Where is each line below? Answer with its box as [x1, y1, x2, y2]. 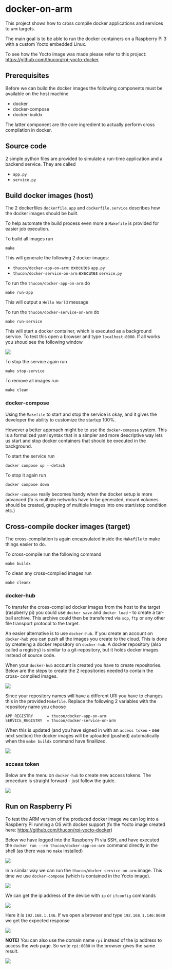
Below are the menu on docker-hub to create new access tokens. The [5, 772, 151, 779]
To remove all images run [5, 378, 59, 384]
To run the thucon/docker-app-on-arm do [5, 280, 90, 286]
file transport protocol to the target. [5, 620, 80, 626]
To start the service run [5, 453, 55, 459]
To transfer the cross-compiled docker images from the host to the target [5, 604, 161, 610]
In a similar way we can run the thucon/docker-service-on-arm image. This [5, 867, 163, 873]
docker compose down [5, 482, 50, 487]
